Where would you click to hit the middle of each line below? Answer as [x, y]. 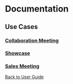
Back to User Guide [24, 77]
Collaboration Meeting [32, 41]
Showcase [18, 53]
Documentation [37, 9]
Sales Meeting [22, 66]
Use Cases [22, 27]
